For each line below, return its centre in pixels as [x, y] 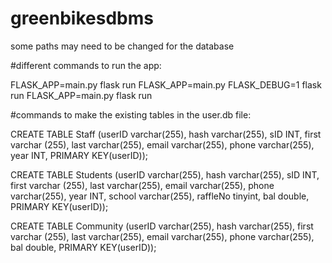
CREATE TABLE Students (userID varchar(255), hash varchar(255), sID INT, [165, 174]
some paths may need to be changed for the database [122, 46]
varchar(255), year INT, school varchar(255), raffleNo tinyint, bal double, [160, 196]
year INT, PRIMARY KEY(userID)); [79, 155]
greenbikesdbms [82, 18]
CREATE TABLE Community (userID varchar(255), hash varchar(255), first [162, 226]
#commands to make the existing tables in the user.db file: [131, 114]
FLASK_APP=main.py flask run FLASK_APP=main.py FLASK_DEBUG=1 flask [166, 84]
